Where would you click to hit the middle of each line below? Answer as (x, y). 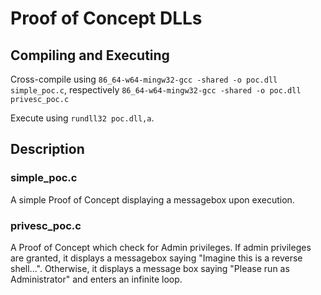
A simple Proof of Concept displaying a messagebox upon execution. (152, 199)
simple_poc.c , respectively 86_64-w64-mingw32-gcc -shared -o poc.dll (156, 90)
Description (47, 149)
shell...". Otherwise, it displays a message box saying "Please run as (150, 268)
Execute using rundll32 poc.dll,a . (82, 118)
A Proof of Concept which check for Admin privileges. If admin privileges (161, 247)
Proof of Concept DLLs (106, 18)
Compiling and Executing (90, 55)
